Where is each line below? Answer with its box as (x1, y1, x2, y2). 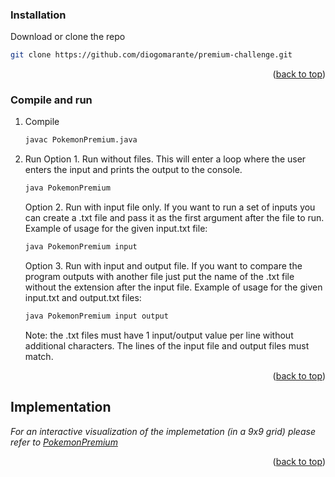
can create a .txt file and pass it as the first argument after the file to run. (24, 212, 325, 224)
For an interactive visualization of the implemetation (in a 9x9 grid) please (10, 425, 316, 437)
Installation (10, 8, 67, 22)
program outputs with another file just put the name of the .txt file (24, 271, 295, 283)
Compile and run (10, 93, 93, 107)
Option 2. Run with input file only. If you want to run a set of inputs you (24, 201, 316, 213)
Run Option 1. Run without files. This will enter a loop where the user (24, 153, 307, 165)
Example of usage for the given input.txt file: (24, 223, 208, 235)
